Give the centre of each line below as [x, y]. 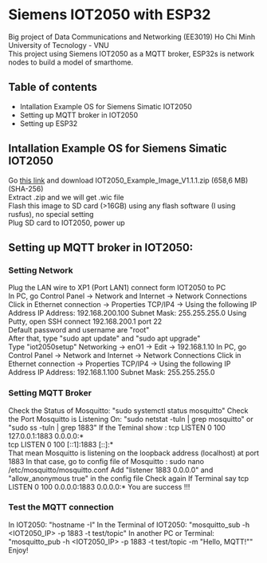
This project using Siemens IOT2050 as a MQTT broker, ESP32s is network [132, 53]
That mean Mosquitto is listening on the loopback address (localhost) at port [134, 453]
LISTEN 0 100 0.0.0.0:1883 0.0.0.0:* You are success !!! [99, 486]
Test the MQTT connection [61, 507]
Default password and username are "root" [79, 330]
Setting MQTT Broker [50, 393]
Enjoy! [19, 550]
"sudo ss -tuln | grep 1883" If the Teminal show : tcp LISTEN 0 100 [117, 427]
